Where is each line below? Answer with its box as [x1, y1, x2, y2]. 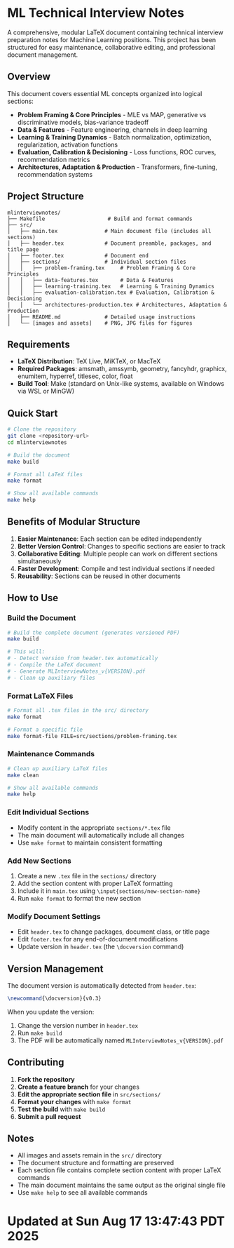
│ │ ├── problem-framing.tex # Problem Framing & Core [7, 264, 196, 271]
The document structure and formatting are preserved [17, 1159, 174, 1167]
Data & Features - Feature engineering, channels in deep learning [17, 125, 208, 134]
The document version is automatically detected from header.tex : [7, 981, 197, 990]
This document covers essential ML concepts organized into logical [7, 89, 202, 98]
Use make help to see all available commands [17, 1188, 149, 1197]
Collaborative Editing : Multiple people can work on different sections [17, 549, 219, 558]
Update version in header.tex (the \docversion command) [17, 942, 184, 951]
